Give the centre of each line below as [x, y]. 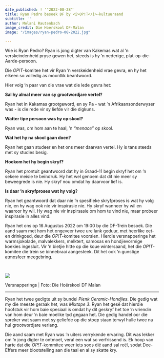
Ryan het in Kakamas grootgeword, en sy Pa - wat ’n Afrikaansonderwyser [80, 104]
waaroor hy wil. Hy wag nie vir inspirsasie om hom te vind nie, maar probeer [82, 211]
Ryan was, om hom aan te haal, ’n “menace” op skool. [59, 128]
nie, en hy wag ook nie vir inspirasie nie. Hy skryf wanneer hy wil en [73, 206]
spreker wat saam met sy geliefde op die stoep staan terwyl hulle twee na [79, 320]
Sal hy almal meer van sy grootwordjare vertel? [54, 94]
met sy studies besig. [26, 152]
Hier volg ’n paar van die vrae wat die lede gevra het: [58, 85]
